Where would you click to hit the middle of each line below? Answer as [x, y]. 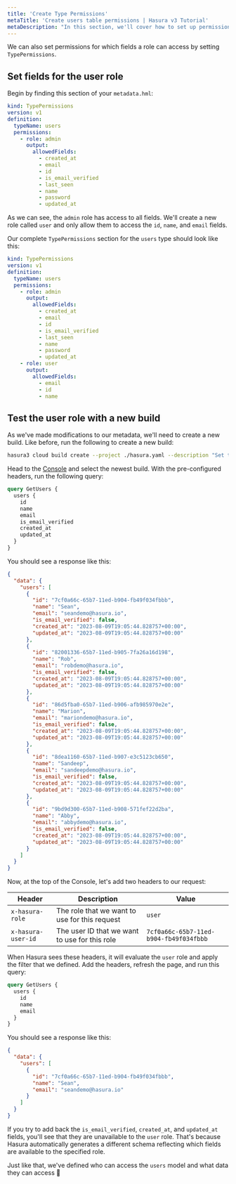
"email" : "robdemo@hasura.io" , [78, 666]
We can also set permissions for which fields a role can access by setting [113, 47]
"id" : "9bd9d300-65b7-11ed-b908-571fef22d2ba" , [103, 809]
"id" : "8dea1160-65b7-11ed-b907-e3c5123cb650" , [103, 757]
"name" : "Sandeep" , [61, 764]
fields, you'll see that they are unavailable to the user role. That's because [114, 1136]
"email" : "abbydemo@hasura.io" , [80, 823]
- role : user [39, 364]
